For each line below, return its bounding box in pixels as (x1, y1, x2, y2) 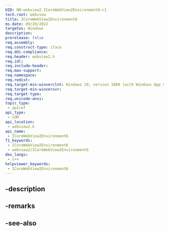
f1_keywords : (5, 138, 33, 143)
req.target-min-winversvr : (5, 86, 62, 92)
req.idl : (5, 59, 24, 64)
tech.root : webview (5, 12, 46, 17)
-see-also (5, 219, 37, 227)
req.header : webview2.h (5, 54, 55, 59)
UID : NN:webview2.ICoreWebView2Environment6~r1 (5, 7, 107, 13)
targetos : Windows (5, 26, 44, 31)
